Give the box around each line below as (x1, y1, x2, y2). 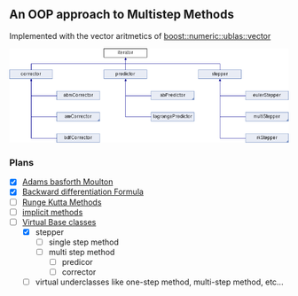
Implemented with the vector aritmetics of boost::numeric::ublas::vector (9, 30, 271, 41)
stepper (35, 226, 65, 238)
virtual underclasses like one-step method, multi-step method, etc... (35, 277, 284, 287)
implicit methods (21, 206, 83, 217)
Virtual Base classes (21, 216, 97, 227)
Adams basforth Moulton (21, 176, 114, 187)
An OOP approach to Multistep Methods (9, 7, 235, 22)
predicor (61, 256, 93, 267)
